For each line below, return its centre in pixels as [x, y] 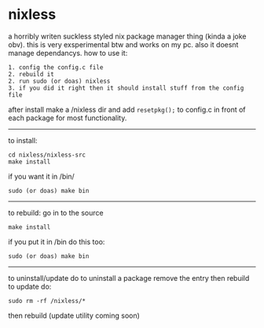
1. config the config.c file [56, 67]
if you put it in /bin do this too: [57, 241]
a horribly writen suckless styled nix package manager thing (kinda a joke [127, 36]
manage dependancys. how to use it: [68, 53]
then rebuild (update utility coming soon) [74, 315]
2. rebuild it [31, 74]
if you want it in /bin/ [41, 176]
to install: [23, 140]
